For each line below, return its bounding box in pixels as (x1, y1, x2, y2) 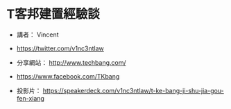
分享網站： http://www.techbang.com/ (16, 58, 126, 66)
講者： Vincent (16, 30, 60, 39)
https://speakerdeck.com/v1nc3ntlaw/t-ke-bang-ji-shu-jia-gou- (42, 86, 225, 95)
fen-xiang (16, 94, 44, 102)
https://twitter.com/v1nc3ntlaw (16, 44, 105, 52)
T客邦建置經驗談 (6, 6, 100, 22)
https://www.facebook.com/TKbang (16, 72, 120, 80)
